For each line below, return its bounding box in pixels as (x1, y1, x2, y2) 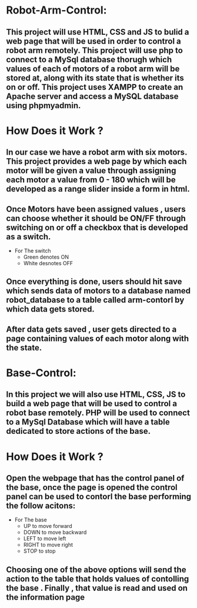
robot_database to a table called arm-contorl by (6, 295, 185, 305)
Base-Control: (6, 366, 76, 379)
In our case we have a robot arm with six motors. (6, 148, 187, 158)
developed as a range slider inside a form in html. (6, 184, 190, 194)
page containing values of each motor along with (6, 333, 189, 343)
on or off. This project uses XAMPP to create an (6, 82, 183, 92)
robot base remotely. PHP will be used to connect (6, 408, 190, 418)
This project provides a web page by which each (6, 156, 187, 166)
